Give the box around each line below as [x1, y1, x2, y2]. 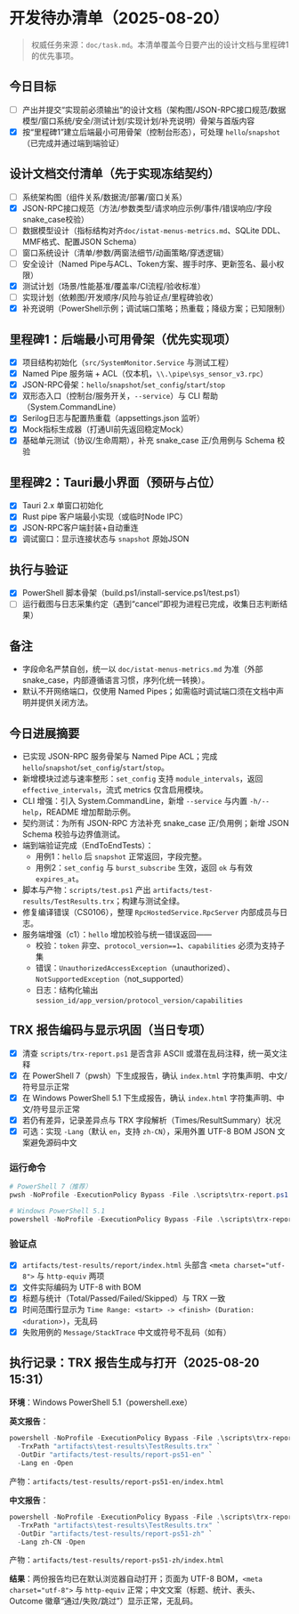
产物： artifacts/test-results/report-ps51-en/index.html [9, 1475, 224, 1487]
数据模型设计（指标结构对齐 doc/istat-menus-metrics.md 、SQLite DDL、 [21, 224, 286, 236]
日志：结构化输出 [35, 985, 99, 995]
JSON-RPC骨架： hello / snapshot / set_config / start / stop [21, 379, 225, 390]
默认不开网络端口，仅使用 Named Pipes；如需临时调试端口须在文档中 [21, 686, 277, 697]
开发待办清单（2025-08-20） [9, 8, 230, 28]
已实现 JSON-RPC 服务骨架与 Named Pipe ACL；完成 [21, 751, 218, 762]
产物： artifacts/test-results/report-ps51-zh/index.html [9, 1554, 224, 1565]
